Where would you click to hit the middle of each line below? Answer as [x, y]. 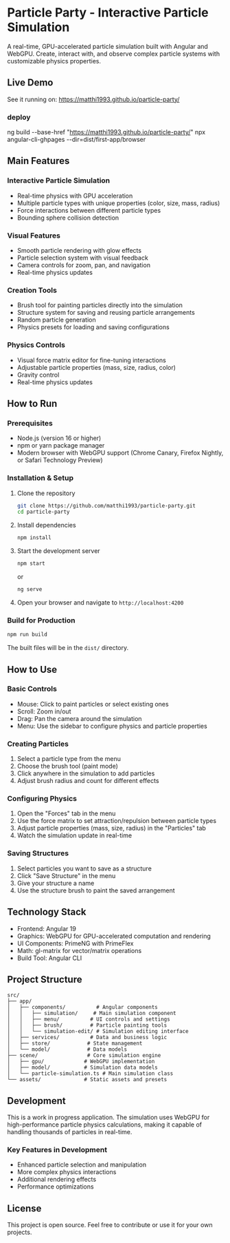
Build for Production [41, 620]
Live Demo [30, 83]
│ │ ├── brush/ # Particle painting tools [87, 1025]
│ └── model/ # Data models [67, 1049]
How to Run [32, 404]
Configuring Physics [42, 799]
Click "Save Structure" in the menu [66, 875]
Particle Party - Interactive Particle [108, 13]
